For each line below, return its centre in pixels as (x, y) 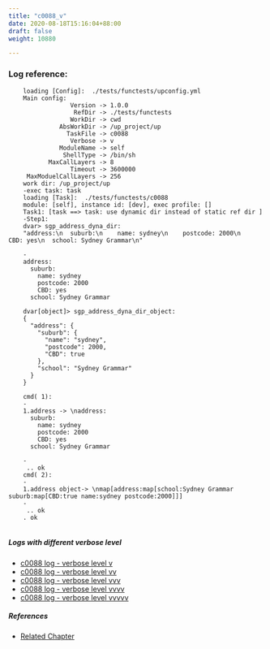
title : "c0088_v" (38, 16)
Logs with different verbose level (65, 543)
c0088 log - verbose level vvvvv (74, 597)
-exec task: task (52, 190)
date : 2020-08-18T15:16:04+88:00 (65, 24)
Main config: (45, 98)
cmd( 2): (38, 475)
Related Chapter (47, 636)
